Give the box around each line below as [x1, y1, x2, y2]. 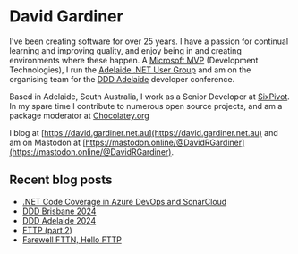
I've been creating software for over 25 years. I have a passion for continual [9, 36, 289, 47]
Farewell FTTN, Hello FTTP [21, 234, 123, 245]
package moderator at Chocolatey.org [9, 110, 149, 121]
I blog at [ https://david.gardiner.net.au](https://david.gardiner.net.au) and [9, 127, 279, 138]
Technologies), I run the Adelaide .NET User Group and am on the [9, 64, 251, 75]
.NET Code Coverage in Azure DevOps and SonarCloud [21, 196, 227, 207]
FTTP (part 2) [21, 224, 73, 235]
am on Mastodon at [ [9, 137, 87, 148]
